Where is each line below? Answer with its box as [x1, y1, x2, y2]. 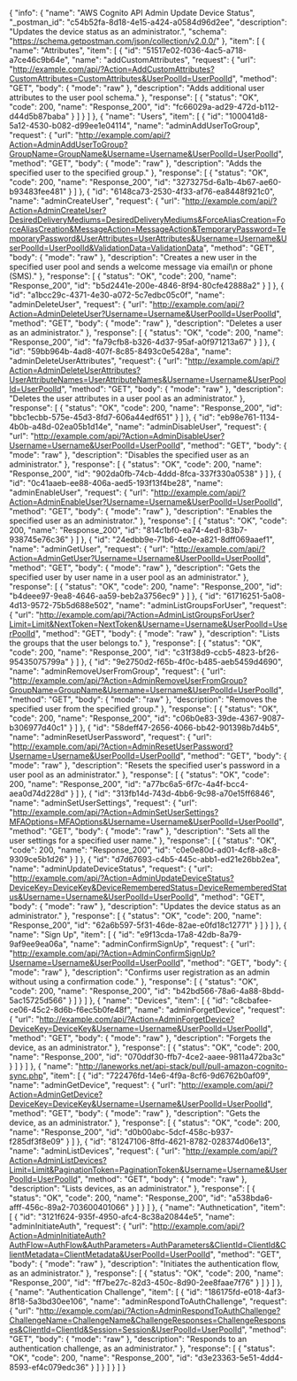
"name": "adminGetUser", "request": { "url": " [9, 544, 174, 554]
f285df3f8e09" [9, 1137, 65, 1146]
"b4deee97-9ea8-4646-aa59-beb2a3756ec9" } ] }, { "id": [9, 590, 222, 601]
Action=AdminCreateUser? [9, 205, 107, 215]
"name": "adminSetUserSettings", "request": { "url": [9, 798, 197, 808]
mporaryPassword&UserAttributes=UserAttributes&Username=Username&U [9, 234, 287, 243]
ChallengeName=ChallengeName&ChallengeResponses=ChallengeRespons [9, 1315, 286, 1325]
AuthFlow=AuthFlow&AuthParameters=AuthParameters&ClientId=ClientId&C [9, 1239, 286, 1250]
